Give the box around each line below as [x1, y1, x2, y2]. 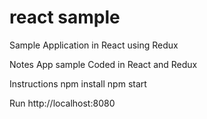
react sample [9, 6, 121, 29]
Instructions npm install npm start [9, 77, 147, 90]
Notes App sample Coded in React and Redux [9, 58, 198, 70]
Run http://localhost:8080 [9, 97, 116, 109]
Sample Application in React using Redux [9, 39, 179, 51]
